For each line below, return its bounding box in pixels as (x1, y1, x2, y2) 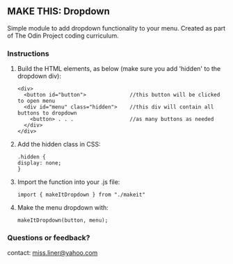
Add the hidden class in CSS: (17, 140, 101, 149)
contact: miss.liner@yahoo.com (7, 249, 98, 257)
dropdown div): (17, 72, 61, 81)
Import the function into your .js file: (17, 178, 120, 186)
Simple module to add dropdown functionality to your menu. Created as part (7, 24, 226, 32)
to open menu (17, 97, 56, 105)
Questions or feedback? (7, 233, 90, 242)
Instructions (7, 49, 50, 58)
